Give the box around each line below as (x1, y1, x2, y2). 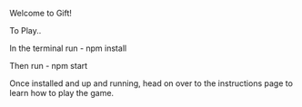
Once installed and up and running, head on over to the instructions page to (9, 78, 294, 89)
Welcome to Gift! (9, 8, 73, 18)
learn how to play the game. (9, 88, 115, 98)
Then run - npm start (9, 61, 88, 71)
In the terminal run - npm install (9, 43, 127, 53)
